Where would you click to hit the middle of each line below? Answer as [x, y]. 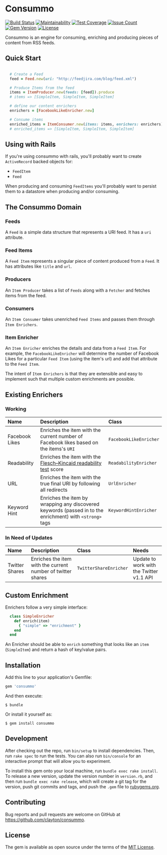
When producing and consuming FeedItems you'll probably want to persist [81, 186]
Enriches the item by [64, 498]
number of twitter [51, 571]
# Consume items [26, 119]
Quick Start [23, 58]
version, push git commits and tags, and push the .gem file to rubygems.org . [83, 786]
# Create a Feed [26, 74]
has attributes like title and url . [39, 266]
